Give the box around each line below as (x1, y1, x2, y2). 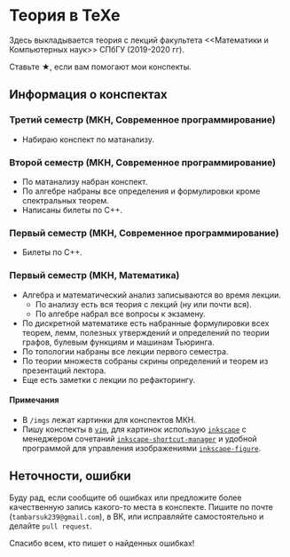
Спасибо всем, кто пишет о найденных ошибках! (9, 537, 195, 548)
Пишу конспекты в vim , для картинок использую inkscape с (21, 424, 247, 434)
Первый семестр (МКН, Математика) (9, 269, 180, 282)
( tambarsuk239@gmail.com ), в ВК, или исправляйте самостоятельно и (9, 511, 264, 521)
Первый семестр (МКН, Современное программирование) (9, 227, 279, 239)
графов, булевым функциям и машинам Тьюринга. (21, 337, 215, 347)
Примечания (9, 394, 59, 405)
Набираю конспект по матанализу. (21, 134, 155, 145)
